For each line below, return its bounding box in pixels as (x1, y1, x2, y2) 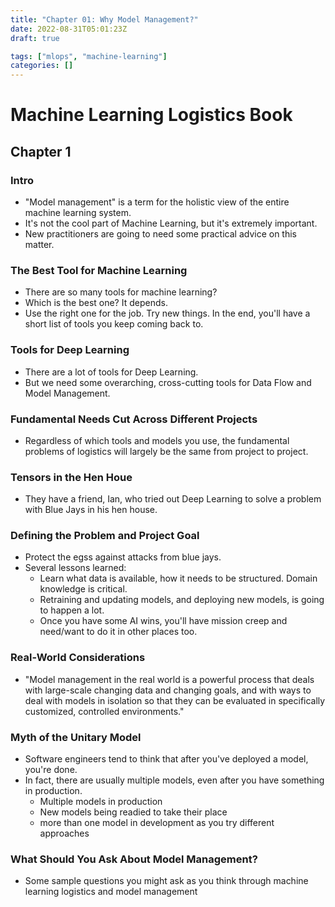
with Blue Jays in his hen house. (24, 504, 158, 516)
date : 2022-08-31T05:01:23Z (10, 24, 128, 34)
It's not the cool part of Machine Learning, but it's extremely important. (24, 217, 318, 229)
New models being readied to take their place (39, 806, 228, 818)
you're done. (24, 764, 78, 776)
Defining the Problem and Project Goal (10, 529, 200, 543)
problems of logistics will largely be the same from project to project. (24, 445, 309, 457)
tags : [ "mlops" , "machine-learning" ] (10, 51, 168, 61)
